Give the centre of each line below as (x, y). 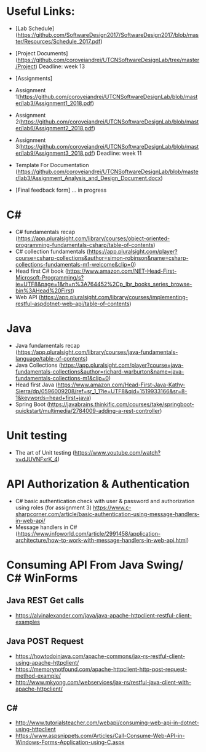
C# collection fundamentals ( (52, 251)
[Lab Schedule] (34, 28)
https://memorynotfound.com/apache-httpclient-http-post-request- (101, 669)
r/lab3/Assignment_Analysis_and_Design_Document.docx (88, 178)
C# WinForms (42, 578)
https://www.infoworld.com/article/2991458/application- (89, 533)
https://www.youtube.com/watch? (118, 452)
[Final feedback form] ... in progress (61, 190)
